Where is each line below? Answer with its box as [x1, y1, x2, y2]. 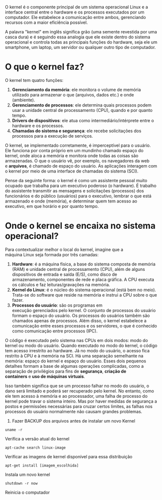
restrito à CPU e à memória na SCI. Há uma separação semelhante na [5, 353, 144, 359]
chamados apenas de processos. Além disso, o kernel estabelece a [12, 317, 147, 324]
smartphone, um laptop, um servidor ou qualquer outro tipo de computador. [5, 45, 156, 50]
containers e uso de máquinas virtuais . [5, 373, 86, 379]
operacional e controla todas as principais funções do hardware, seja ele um [5, 39, 158, 45]
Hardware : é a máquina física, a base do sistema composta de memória [12, 261, 156, 267]
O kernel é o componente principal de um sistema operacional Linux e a [5, 4, 148, 10]
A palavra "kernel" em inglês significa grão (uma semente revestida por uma [5, 29, 157, 34]
